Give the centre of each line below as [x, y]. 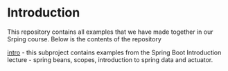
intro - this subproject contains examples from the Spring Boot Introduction [114, 52]
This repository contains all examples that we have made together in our [110, 32]
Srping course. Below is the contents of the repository [84, 39]
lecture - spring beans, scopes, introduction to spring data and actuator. [110, 59]
